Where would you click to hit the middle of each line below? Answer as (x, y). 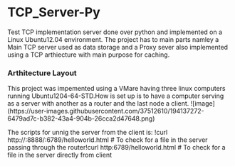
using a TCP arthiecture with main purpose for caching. (89, 55)
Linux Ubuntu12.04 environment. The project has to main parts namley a (113, 39)
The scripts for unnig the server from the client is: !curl (88, 133)
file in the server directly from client (60, 155)
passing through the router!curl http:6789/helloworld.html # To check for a (116, 148)
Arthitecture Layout (42, 73)
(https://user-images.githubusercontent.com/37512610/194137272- (106, 111)
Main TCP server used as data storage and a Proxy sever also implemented (118, 47)
